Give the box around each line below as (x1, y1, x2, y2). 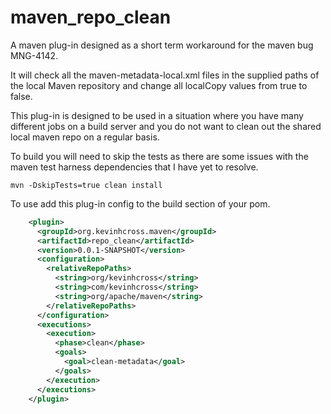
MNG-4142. (10, 49, 59, 61)
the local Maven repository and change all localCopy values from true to (10, 79, 308, 91)
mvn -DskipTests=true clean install (10, 180, 163, 190)
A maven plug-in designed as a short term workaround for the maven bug (10, 39, 314, 51)
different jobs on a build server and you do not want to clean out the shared (10, 120, 322, 132)
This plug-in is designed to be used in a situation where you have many (10, 109, 304, 121)
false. (10, 90, 33, 102)
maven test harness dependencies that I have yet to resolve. (10, 161, 259, 173)
